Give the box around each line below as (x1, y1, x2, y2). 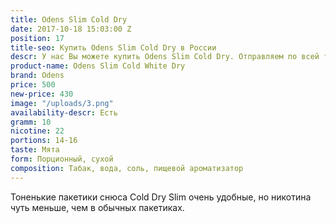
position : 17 (10, 33, 65, 43)
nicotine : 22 (10, 126, 65, 136)
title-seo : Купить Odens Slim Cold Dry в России (10, 42, 217, 53)
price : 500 (10, 80, 56, 90)
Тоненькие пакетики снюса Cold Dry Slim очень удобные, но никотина (10, 191, 312, 203)
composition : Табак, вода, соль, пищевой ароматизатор (10, 163, 244, 173)
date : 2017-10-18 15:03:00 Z (10, 24, 132, 34)
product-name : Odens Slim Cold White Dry (10, 61, 186, 71)
